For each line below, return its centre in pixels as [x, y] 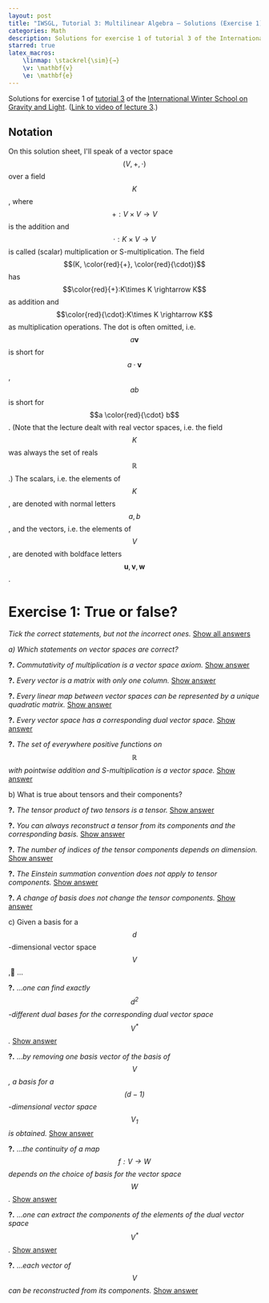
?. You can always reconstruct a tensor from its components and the [122, 826]
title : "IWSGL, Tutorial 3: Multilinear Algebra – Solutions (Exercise [130, 23]
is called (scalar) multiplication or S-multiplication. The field [106, 252]
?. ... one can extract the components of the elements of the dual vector [126, 1215]
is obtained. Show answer [51, 1133]
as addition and [34, 302]
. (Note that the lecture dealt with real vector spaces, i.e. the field [115, 427]
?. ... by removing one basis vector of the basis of [89, 1056]
